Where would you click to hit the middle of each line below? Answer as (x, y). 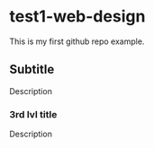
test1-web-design (77, 17)
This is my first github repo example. (77, 41)
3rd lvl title (33, 114)
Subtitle (32, 70)
